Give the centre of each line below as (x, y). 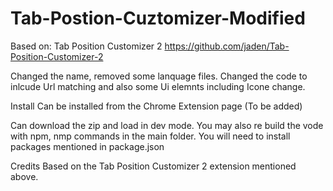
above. (24, 176)
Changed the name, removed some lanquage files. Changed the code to (159, 76)
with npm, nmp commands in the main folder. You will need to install (150, 136)
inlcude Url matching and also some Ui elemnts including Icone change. (158, 86)
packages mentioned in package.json (87, 146)
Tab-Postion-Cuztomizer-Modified (158, 18)
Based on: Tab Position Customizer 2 (86, 46)
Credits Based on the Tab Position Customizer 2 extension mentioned (153, 166)
